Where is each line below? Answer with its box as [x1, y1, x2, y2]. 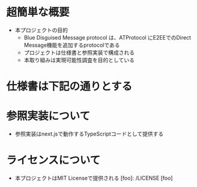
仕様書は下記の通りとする [6, 80, 133, 93]
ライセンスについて [6, 153, 101, 167]
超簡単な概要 [6, 5, 70, 19]
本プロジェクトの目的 [14, 26, 68, 34]
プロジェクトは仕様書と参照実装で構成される [23, 49, 135, 56]
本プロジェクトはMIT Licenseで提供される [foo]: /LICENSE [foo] [14, 174, 173, 182]
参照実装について [6, 109, 91, 123]
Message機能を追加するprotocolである [23, 41, 120, 49]
